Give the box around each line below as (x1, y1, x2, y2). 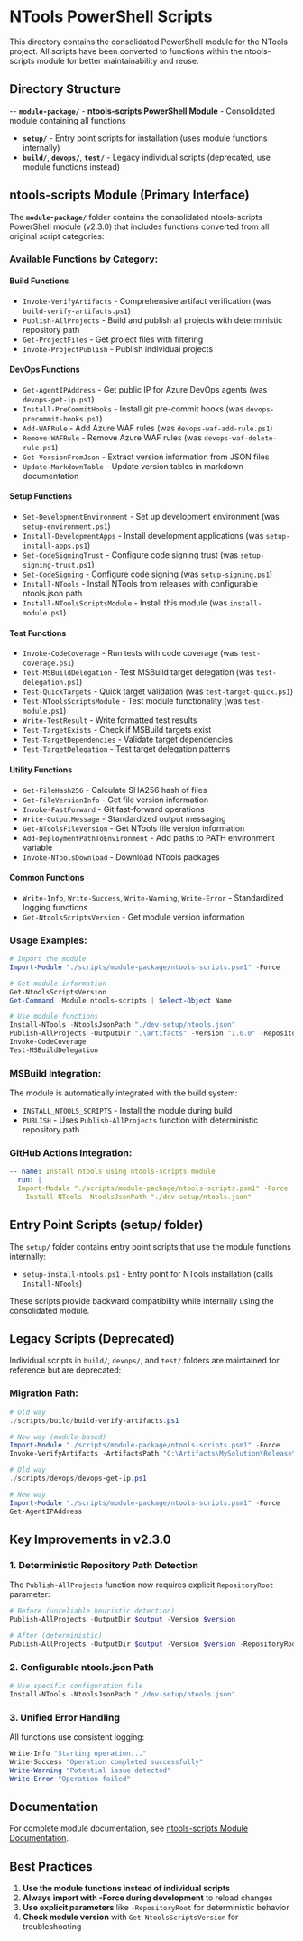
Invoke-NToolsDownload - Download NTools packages (22, 851, 220, 863)
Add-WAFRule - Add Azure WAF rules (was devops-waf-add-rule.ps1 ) (22, 422, 273, 433)
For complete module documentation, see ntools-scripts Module (9, 1823, 249, 1834)
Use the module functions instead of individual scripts (22, 1883, 231, 1894)
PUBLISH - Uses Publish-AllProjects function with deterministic (22, 1114, 259, 1125)
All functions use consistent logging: (9, 1732, 145, 1742)
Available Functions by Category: (9, 253, 159, 265)
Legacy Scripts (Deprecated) (9, 1331, 176, 1346)
